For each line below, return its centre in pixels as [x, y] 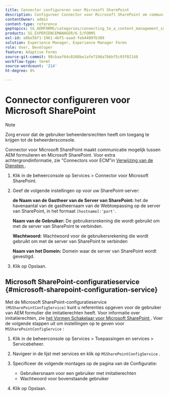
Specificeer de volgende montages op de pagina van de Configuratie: [85, 363]
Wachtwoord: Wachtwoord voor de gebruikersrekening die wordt [80, 236]
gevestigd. [23, 256]
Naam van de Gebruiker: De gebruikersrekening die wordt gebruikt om [86, 221]
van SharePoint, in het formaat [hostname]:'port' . [64, 211]
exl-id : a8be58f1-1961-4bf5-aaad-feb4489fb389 [55, 38]
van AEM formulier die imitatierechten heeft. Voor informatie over [73, 312]
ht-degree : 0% [20, 71]
